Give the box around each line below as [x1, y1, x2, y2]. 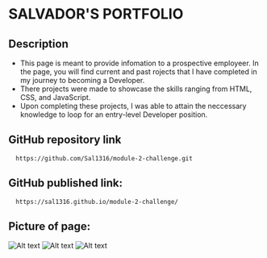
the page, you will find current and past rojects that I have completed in [19, 67, 257, 77]
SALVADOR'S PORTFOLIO [8, 5, 184, 23]
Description [8, 37, 69, 51]
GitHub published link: [8, 177, 123, 190]
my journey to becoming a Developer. [19, 76, 145, 85]
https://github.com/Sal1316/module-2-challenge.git [15, 154, 194, 162]
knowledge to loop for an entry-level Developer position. [19, 110, 208, 119]
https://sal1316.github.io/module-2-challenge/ [15, 198, 179, 206]
